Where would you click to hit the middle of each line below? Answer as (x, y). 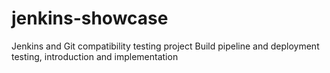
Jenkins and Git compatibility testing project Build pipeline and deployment (165, 46)
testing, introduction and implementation (95, 56)
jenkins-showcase (90, 18)
